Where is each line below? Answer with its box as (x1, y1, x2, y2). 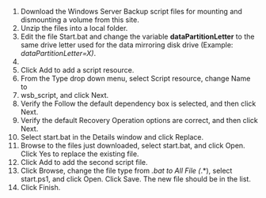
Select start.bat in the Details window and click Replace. (20, 133, 204, 141)
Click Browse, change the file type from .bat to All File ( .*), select (20, 166, 233, 175)
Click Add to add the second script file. (20, 158, 149, 166)
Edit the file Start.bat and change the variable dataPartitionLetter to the (20, 32, 255, 41)
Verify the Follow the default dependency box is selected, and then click (20, 99, 256, 108)
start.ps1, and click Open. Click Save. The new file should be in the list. (20, 174, 252, 184)
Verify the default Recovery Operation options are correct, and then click (20, 116, 258, 125)
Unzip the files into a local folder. (20, 24, 128, 32)
